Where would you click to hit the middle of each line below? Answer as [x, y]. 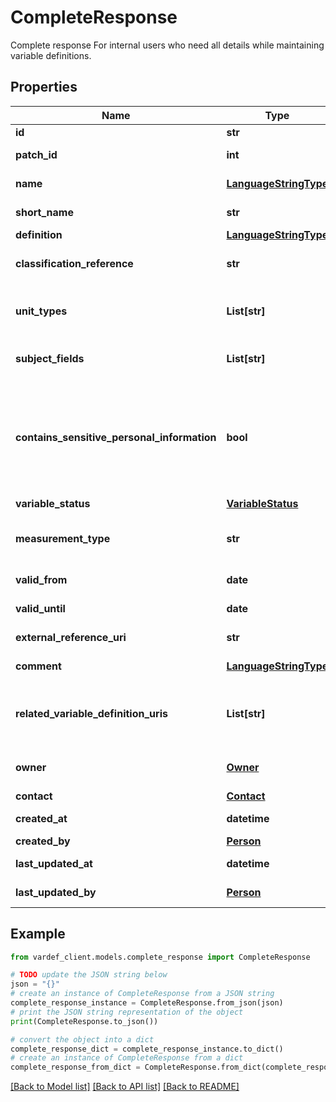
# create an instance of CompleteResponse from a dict [127, 1058]
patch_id [36, 154]
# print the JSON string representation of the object [127, 1012]
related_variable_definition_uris [91, 713]
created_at [41, 818]
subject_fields [50, 358]
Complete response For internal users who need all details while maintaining [167, 45]
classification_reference [74, 263]
